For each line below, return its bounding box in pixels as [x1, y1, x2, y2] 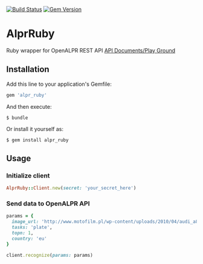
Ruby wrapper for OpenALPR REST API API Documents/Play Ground [6, 47, 176, 54]
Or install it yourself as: [6, 125, 63, 132]
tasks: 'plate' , [11, 224, 53, 231]
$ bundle [6, 115, 28, 121]
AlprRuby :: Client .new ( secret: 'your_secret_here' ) [6, 185, 137, 192]
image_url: [11, 219, 39, 225]
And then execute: [6, 103, 52, 110]
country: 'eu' [11, 236, 47, 242]
